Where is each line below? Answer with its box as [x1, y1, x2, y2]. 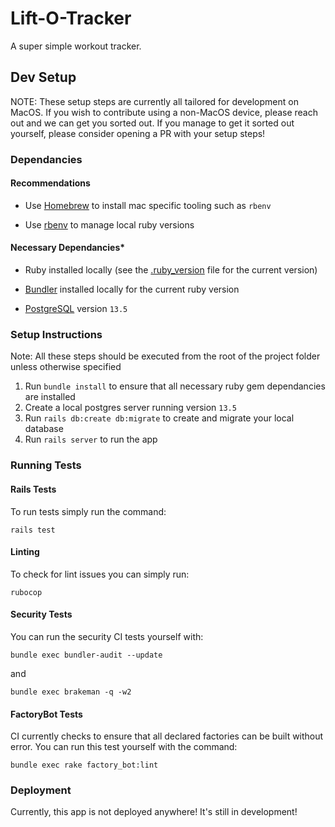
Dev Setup [10, 69, 77, 86]
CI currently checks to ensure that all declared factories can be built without [10, 730, 324, 742]
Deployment [10, 783, 72, 797]
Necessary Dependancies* [10, 242, 126, 254]
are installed [24, 391, 76, 403]
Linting [10, 546, 40, 558]
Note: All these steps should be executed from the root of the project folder [10, 350, 321, 362]
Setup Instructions [10, 328, 103, 341]
